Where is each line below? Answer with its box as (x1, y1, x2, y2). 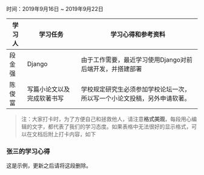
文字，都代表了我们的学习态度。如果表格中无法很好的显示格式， (32, 123, 192, 130)
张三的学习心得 (6, 147, 50, 156)
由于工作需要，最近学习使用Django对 (81, 56, 187, 64)
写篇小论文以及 (27, 85, 70, 93)
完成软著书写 (27, 94, 64, 102)
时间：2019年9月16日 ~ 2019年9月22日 (6, 5, 104, 12)
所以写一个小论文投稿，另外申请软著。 (81, 94, 191, 102)
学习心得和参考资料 (110, 30, 166, 38)
